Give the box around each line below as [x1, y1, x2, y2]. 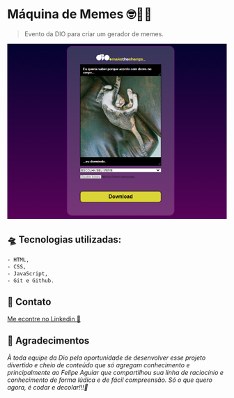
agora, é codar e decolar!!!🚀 [7, 383, 88, 391]
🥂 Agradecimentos [7, 335, 90, 347]
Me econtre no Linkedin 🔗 [7, 314, 81, 323]
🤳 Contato [7, 296, 52, 308]
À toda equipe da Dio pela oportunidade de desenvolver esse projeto [7, 353, 206, 362]
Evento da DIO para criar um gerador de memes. [24, 29, 164, 38]
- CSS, [7, 263, 26, 270]
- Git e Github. [7, 277, 54, 284]
